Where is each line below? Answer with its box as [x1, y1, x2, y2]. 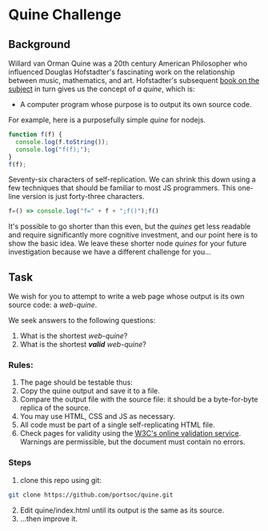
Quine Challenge [8, 6, 122, 24]
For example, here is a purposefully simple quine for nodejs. [8, 115, 206, 125]
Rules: [8, 359, 34, 370]
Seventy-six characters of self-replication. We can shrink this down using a [8, 174, 256, 185]
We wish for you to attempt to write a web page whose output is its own [8, 292, 245, 301]
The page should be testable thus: [19, 377, 134, 387]
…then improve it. [19, 513, 78, 523]
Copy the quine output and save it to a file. [19, 386, 160, 396]
